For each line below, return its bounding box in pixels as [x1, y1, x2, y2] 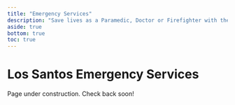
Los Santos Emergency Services [7, 66, 199, 83]
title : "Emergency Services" [7, 10, 92, 17]
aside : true [7, 23, 42, 30]
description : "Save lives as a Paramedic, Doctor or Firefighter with [7, 17, 218, 24]
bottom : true [7, 29, 45, 37]
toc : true [7, 36, 36, 43]
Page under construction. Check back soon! [7, 90, 134, 98]
